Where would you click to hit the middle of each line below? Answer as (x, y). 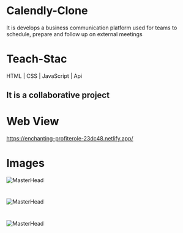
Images (25, 163)
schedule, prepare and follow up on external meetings (74, 34)
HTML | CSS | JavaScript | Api (44, 76)
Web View (33, 122)
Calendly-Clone (47, 11)
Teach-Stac (37, 59)
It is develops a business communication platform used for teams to (92, 28)
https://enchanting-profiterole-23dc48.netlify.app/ (70, 139)
